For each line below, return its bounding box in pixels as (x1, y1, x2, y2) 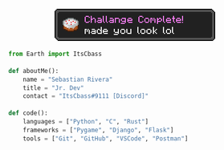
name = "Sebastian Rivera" (22, 75, 113, 83)
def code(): (8, 109, 48, 117)
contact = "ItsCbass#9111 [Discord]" (22, 92, 149, 100)
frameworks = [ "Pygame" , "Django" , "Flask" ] (22, 126, 174, 134)
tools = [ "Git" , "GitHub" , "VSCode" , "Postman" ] (22, 134, 189, 143)
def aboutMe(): (8, 67, 59, 75)
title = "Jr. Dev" (22, 83, 84, 92)
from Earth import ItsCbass (8, 50, 103, 58)
